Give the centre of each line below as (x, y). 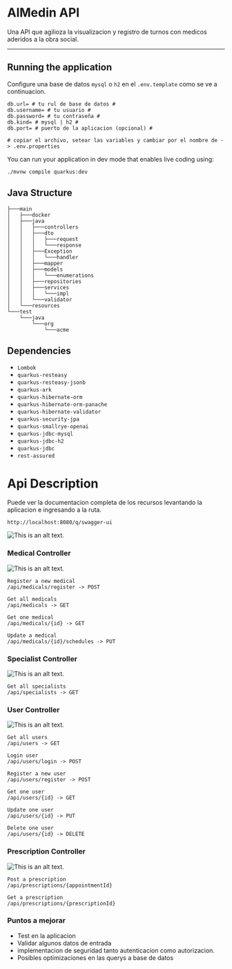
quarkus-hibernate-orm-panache (62, 405)
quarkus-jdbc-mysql (45, 434)
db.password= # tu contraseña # (54, 116)
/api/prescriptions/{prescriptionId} (61, 903)
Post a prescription (37, 879)
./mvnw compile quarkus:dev (48, 172)
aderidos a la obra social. (43, 39)
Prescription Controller (47, 852)
